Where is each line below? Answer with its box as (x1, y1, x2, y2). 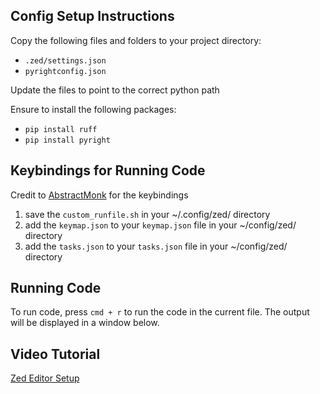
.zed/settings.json (24, 55, 107, 66)
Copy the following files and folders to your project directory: (10, 34, 262, 46)
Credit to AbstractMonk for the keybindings (10, 189, 189, 201)
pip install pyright (24, 135, 111, 145)
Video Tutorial (10, 345, 101, 363)
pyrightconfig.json (24, 66, 107, 76)
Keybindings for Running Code (10, 162, 206, 179)
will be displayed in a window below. (10, 317, 160, 329)
